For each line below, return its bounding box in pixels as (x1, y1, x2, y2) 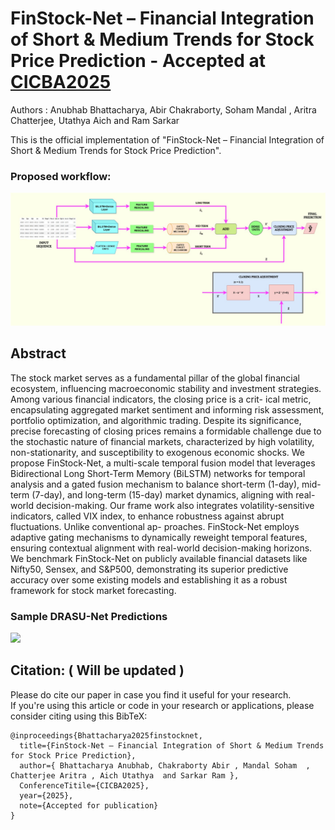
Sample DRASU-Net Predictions (10, 609, 168, 623)
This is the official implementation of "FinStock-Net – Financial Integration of (10, 133, 325, 146)
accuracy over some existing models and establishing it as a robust (10, 573, 288, 586)
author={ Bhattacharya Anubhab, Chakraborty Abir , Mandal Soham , (19, 760, 311, 771)
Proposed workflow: (10, 169, 112, 183)
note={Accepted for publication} (19, 800, 159, 811)
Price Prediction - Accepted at (10, 50, 267, 72)
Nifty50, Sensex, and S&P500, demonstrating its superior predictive (10, 563, 289, 575)
